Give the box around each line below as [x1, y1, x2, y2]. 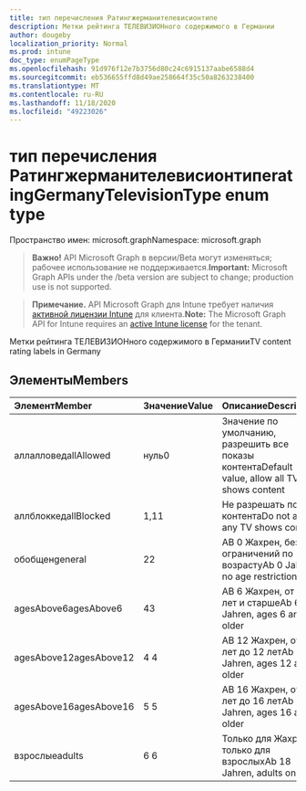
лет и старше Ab [221, 596, 292, 608]
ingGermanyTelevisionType [9, 185, 222, 206]
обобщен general [14, 554, 87, 565]
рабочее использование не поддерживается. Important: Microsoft [31, 262, 289, 273]
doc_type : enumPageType [9, 56, 100, 65]
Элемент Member [14, 399, 93, 412]
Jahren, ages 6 [221, 608, 287, 620]
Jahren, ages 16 [221, 706, 292, 718]
